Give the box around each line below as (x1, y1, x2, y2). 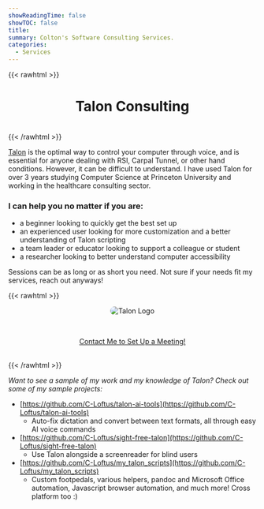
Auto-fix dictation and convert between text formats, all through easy (31, 416, 256, 426)
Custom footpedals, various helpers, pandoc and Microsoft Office (31, 475, 245, 485)
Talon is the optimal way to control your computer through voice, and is (8, 147, 240, 156)
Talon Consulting (75, 98, 190, 115)
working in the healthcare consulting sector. (8, 181, 151, 190)
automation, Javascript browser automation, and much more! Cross (31, 483, 251, 493)
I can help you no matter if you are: (8, 200, 143, 211)
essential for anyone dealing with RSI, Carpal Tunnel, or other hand (8, 155, 225, 165)
